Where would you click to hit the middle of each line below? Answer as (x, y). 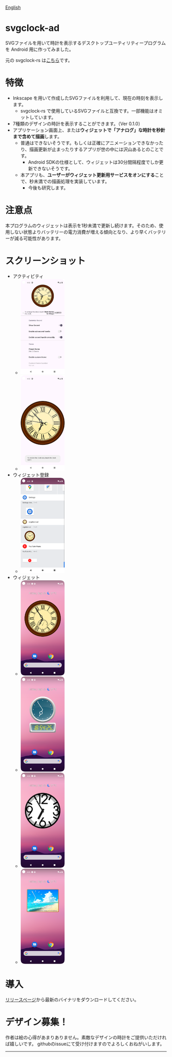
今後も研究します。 (48, 188)
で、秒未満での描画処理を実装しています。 (65, 181)
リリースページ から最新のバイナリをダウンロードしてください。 (72, 1000)
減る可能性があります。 (39, 238)
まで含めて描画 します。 (37, 136)
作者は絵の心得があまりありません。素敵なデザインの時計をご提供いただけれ (86, 1037)
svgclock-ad (33, 28)
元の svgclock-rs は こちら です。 (39, 60)
